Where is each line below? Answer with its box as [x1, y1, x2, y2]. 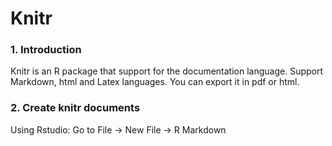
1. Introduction [10, 43, 82, 57]
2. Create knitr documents [10, 101, 141, 115]
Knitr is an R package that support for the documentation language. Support [10, 65, 324, 77]
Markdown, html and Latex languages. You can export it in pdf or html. [10, 76, 300, 88]
